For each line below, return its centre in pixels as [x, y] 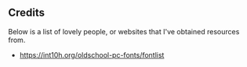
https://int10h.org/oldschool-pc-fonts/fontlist [92, 55]
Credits [27, 13]
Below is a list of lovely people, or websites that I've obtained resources [124, 31]
